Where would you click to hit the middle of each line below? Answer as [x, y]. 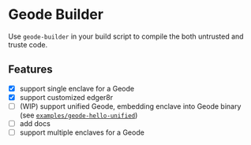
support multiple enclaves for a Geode [82, 132]
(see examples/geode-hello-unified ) [79, 115]
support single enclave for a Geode [77, 88]
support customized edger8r [66, 97]
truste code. [28, 44]
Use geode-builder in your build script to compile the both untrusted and [126, 36]
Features [30, 70]
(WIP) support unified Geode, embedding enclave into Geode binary [130, 106]
